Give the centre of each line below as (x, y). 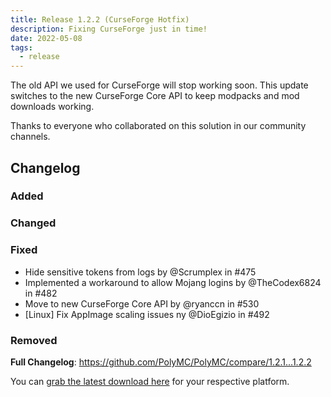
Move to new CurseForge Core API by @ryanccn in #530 (142, 303)
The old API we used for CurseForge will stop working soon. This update (159, 85)
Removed (34, 340)
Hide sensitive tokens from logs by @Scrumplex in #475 (140, 272)
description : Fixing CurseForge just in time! (109, 29)
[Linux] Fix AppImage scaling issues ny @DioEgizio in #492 (147, 314)
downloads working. (52, 107)
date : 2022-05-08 (46, 38)
